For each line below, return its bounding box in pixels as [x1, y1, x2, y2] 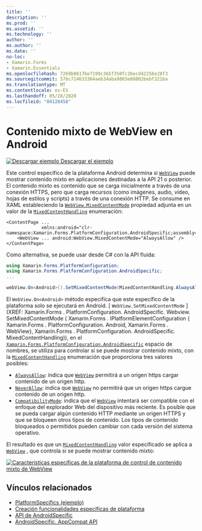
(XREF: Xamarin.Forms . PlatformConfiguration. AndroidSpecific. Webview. [6, 308, 191, 316]
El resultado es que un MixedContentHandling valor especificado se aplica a [6, 441, 192, 448]
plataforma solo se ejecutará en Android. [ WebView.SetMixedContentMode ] [6, 302, 188, 310]
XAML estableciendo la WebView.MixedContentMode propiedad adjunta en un [6, 201, 192, 208]
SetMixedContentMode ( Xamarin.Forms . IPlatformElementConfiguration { [6, 315, 191, 322]
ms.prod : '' [6, 20, 36, 26]
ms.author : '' [6, 43, 42, 49]
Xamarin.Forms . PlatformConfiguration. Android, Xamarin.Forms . [6, 321, 169, 329]
